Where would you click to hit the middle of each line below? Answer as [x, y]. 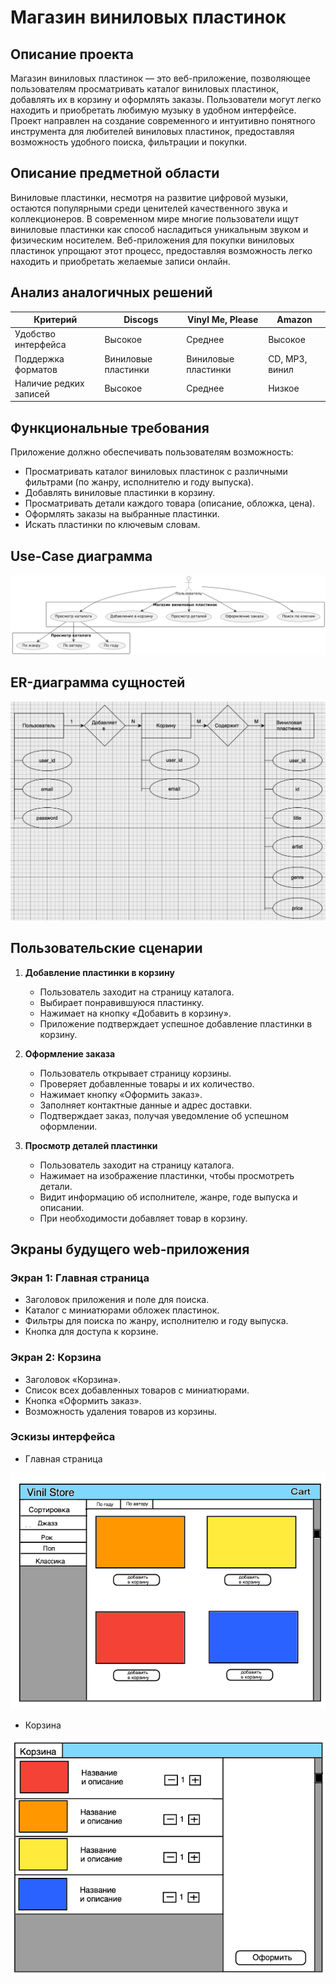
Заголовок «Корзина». [73, 1379]
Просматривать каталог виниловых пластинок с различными [156, 472]
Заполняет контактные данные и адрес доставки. [146, 1105]
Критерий [55, 320]
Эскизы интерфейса [63, 1437]
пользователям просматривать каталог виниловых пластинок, [144, 89]
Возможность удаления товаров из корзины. [121, 1411]
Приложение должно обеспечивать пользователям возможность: [152, 452]
